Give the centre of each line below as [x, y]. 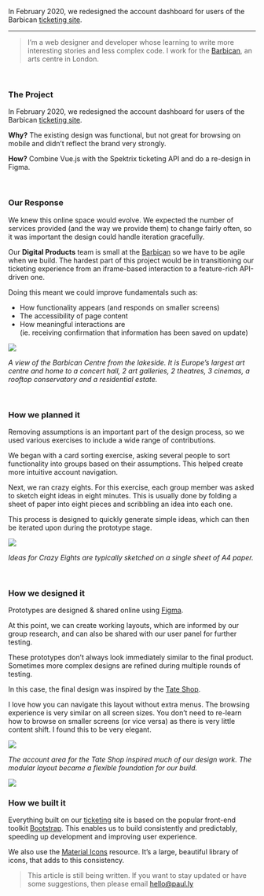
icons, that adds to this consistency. [66, 861]
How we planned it [44, 414]
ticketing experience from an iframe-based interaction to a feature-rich [123, 268]
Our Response [36, 203]
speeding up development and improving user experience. [103, 837]
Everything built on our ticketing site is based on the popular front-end [122, 820]
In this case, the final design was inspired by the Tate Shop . [104, 689]
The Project [31, 94]
